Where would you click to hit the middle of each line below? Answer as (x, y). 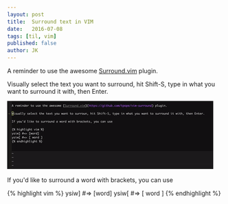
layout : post (26, 14)
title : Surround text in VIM (50, 22)
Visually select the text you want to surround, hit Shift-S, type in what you (111, 84)
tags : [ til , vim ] (32, 36)
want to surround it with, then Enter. (58, 91)
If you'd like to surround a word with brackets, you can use (90, 180)
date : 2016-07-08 (35, 29)
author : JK (23, 51)
